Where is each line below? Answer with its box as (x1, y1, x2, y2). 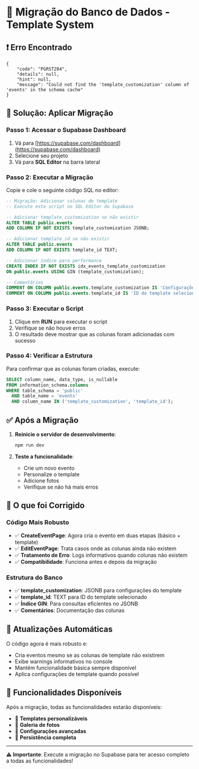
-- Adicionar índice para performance (6, 257, 102, 263)
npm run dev (14, 442, 44, 448)
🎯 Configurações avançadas (14, 727, 86, 735)
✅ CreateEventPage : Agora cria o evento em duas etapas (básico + (14, 532, 181, 539)
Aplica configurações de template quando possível (14, 670, 139, 678)
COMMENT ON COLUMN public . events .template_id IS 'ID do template (6, 291, 171, 296)
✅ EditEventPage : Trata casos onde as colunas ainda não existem (14, 545, 176, 552)
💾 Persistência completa (14, 733, 76, 741)
